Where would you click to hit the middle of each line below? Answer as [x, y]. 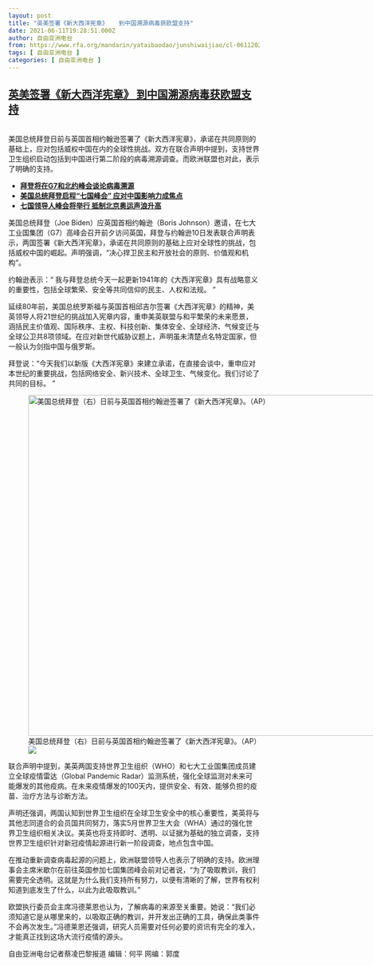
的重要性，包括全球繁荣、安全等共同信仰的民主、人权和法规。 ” [112, 289]
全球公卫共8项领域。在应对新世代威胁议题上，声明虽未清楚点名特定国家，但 [133, 336]
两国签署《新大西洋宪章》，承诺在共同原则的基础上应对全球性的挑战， [135, 242]
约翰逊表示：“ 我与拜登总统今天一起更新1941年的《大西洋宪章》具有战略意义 [133, 279]
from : [17, 46]
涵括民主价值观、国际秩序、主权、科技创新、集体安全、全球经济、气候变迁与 [134, 326]
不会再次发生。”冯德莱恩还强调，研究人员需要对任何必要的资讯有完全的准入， [134, 926]
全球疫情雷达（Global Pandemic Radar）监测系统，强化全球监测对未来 [130, 776]
